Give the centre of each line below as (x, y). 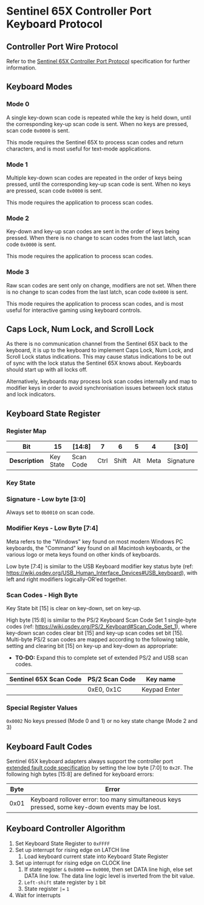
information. (22, 68)
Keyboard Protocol (54, 24)
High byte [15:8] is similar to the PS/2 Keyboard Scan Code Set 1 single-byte (101, 620)
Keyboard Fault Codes (49, 746)
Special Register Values (42, 708)
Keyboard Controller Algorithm (66, 829)
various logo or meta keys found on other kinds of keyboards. (83, 554)
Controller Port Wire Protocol (62, 47)
